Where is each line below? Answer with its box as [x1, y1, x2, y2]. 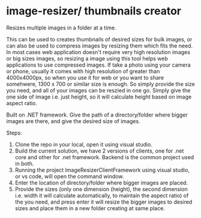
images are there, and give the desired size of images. [6, 117, 140, 124]
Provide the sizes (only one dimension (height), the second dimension [14, 185, 188, 193]
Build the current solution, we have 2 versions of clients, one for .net [14, 147, 184, 154]
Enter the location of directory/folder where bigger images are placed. [14, 179, 188, 186]
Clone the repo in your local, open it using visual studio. [14, 141, 153, 148]
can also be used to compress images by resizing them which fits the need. [6, 42, 193, 49]
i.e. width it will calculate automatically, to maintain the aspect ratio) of [14, 192, 189, 199]
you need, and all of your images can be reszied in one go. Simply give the [6, 86, 191, 94]
